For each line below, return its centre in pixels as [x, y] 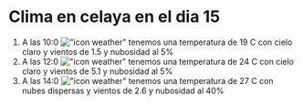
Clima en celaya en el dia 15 [115, 17]
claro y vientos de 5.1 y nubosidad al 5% [97, 71]
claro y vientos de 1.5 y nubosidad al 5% [98, 51]
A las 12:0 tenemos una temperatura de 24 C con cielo [157, 61]
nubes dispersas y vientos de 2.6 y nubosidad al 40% [123, 90]
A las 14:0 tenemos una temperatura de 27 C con [148, 80]
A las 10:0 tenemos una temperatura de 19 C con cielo [157, 42]
